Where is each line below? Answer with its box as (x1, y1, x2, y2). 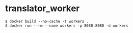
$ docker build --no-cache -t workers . (5, 19, 89, 24)
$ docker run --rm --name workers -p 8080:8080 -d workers (5, 23, 129, 28)
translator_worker (5, 3, 80, 14)
